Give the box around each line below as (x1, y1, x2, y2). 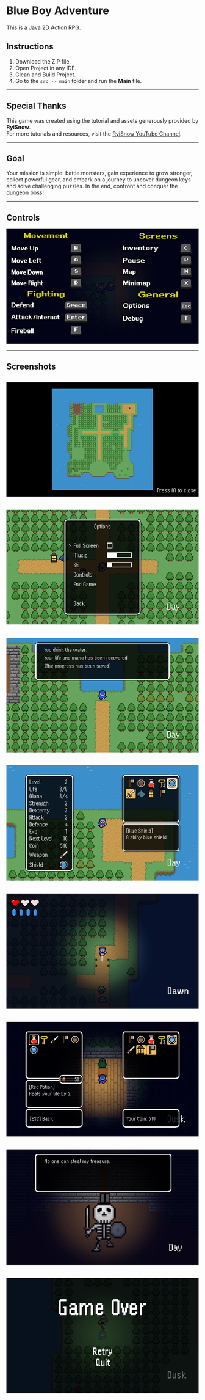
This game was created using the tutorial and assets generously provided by (6, 117, 199, 124)
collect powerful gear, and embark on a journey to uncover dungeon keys (6, 176, 191, 183)
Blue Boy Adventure (6, 4, 110, 18)
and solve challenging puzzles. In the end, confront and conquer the (6, 183, 178, 190)
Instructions (6, 42, 54, 52)
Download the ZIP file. (15, 57, 71, 65)
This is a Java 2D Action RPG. (6, 24, 81, 31)
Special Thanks (6, 101, 67, 111)
